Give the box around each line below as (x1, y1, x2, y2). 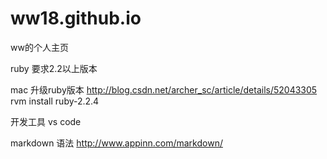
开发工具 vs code (10, 115, 82, 127)
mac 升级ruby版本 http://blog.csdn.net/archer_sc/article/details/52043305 (10, 83, 318, 96)
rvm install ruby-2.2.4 (10, 95, 100, 107)
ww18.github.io (10, 7, 142, 30)
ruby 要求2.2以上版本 (10, 62, 98, 74)
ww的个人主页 (10, 41, 69, 53)
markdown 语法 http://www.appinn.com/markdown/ (10, 137, 223, 149)
